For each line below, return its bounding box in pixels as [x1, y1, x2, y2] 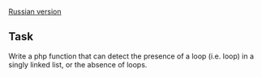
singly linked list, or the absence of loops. [8, 59, 148, 69]
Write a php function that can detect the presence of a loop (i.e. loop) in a [8, 51, 254, 61]
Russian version [8, 7, 62, 16]
